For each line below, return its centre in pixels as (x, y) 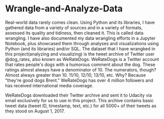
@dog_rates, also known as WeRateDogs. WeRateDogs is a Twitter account (82, 59)
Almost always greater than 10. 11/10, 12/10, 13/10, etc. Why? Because (76, 75)
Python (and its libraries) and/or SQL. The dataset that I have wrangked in (80, 49)
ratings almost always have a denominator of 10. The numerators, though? (81, 69)
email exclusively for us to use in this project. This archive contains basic (80, 100)
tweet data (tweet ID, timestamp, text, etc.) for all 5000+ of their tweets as (81, 106)
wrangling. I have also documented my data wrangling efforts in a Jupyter (81, 38)
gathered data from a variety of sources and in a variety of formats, (74, 27)
